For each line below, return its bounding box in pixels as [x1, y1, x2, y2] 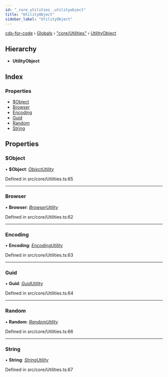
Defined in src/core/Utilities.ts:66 [5, 328, 73, 335]
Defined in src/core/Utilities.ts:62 [5, 214, 73, 220]
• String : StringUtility [5, 357, 49, 363]
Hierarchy [5, 44, 37, 53]
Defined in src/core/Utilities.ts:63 [5, 252, 73, 258]
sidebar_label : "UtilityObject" [5, 16, 72, 21]
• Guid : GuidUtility [5, 281, 43, 287]
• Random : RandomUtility [5, 319, 58, 325]
